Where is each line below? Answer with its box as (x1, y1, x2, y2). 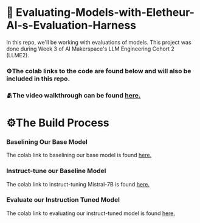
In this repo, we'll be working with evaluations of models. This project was (6, 38, 191, 46)
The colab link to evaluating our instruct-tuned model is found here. (6, 210, 175, 217)
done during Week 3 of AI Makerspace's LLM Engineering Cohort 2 (6, 45, 175, 52)
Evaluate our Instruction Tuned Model (6, 196, 120, 204)
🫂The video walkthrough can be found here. (6, 91, 141, 99)
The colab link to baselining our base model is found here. (6, 152, 152, 159)
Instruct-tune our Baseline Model (6, 167, 106, 175)
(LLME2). (6, 51, 29, 58)
